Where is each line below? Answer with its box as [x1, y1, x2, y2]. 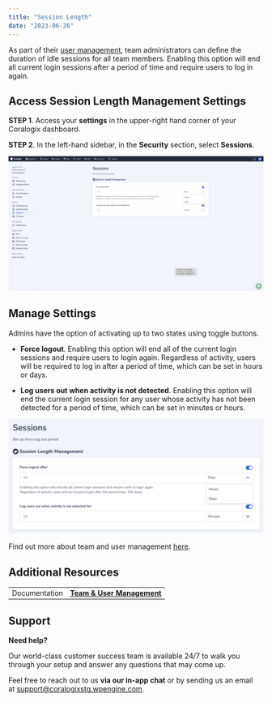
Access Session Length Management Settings [8, 94, 247, 108]
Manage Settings [8, 306, 96, 320]
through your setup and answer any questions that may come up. [8, 660, 227, 670]
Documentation [11, 588, 63, 597]
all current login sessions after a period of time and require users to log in [8, 62, 253, 72]
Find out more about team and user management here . [8, 541, 191, 551]
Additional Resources [8, 565, 119, 579]
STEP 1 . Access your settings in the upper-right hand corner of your [8, 116, 236, 126]
